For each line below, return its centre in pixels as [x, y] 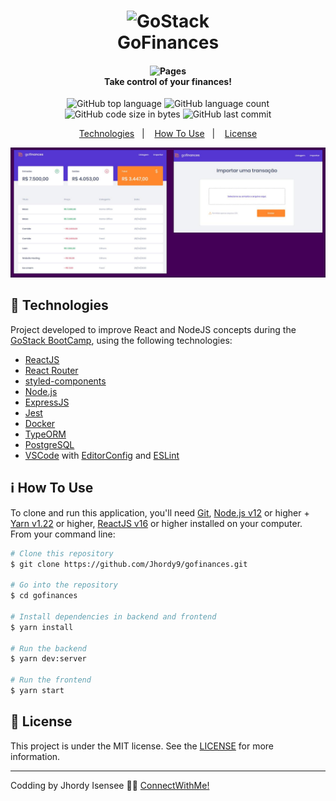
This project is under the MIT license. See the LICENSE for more [142, 746]
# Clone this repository [62, 553]
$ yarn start [37, 691]
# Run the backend [48, 648]
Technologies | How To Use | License [168, 134]
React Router [51, 370]
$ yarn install [42, 627]
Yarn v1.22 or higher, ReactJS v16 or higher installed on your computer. [156, 523]
